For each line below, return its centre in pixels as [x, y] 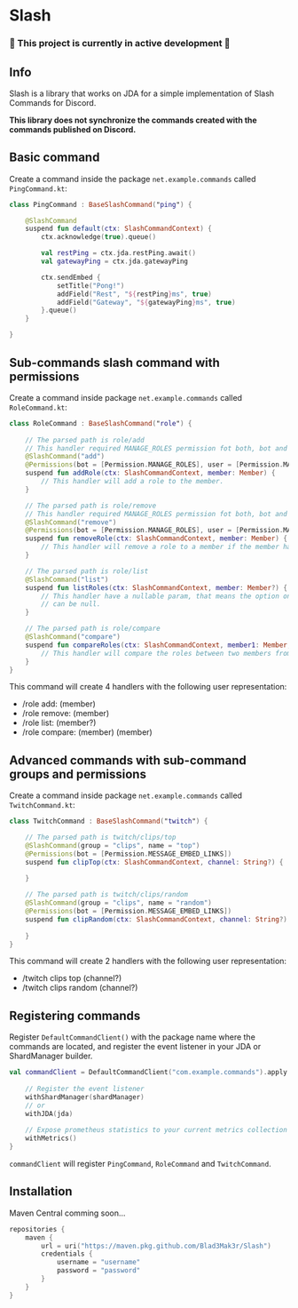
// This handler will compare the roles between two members [157, 653]
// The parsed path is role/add [85, 440]
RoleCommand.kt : [39, 407]
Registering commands [75, 1015]
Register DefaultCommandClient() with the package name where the [132, 1037]
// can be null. [71, 604]
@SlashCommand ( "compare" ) [73, 637]
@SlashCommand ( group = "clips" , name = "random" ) [119, 903]
